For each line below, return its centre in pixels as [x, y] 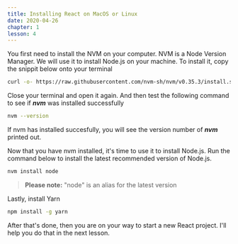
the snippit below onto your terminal [60, 69]
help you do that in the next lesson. [58, 233]
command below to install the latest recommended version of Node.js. [110, 158]
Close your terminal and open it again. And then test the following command [118, 96]
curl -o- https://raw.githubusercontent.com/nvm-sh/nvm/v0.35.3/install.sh [121, 82]
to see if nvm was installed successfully [66, 103]
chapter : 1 [23, 27]
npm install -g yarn [38, 211]
